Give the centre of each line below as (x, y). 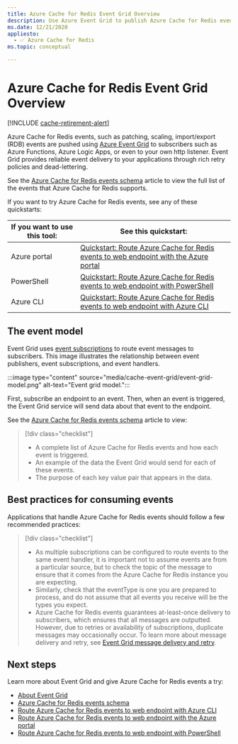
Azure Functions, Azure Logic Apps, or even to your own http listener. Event (118, 151)
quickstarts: (25, 209)
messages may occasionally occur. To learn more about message (131, 635)
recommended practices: (44, 524)
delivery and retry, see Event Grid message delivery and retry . (126, 642)
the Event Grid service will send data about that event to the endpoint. (109, 406)
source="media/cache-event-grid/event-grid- (146, 377)
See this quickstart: (154, 231)
